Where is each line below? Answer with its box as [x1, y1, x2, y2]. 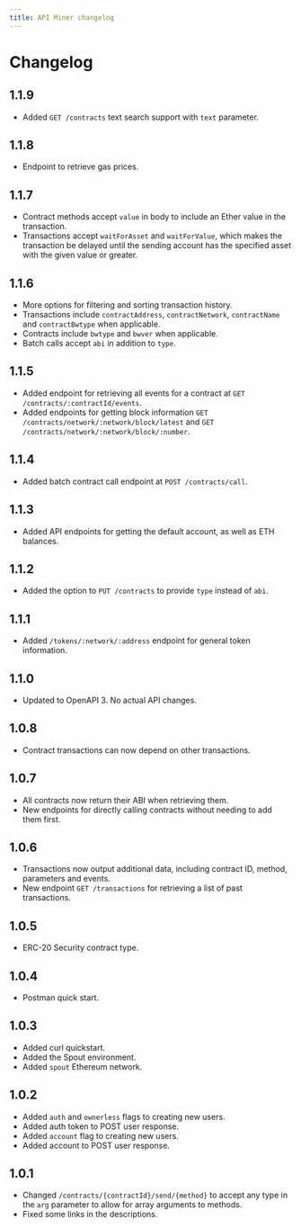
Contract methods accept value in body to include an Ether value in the [22, 211, 286, 222]
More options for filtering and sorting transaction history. [22, 300, 233, 310]
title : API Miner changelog [9, 13, 115, 22]
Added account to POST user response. [22, 1140, 171, 1151]
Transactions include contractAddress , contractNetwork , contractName [22, 309, 280, 320]
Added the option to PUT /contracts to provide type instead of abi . [22, 586, 269, 596]
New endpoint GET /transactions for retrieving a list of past [22, 883, 243, 893]
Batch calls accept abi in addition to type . [22, 338, 177, 349]
